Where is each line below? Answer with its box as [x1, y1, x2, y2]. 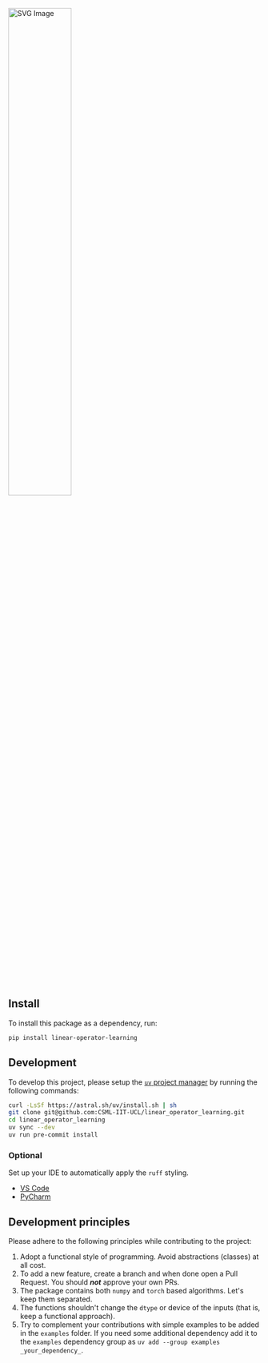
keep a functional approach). [19, 1311, 116, 1321]
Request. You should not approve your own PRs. [19, 1277, 180, 1287]
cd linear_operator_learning [8, 1116, 106, 1124]
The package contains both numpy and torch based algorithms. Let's [19, 1285, 244, 1295]
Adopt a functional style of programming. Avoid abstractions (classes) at [19, 1252, 259, 1261]
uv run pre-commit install [8, 1131, 98, 1139]
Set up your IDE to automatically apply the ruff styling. [8, 1168, 190, 1177]
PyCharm [19, 1192, 51, 1201]
